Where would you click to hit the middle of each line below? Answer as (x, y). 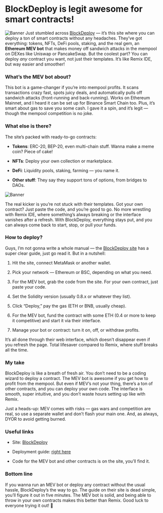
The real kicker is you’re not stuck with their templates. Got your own (74, 204)
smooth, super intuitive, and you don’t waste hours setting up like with (75, 394)
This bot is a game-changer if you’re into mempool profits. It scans (72, 88)
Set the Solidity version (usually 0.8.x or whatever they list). (72, 296)
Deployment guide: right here (42, 452)
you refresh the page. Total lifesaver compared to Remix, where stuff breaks (81, 345)
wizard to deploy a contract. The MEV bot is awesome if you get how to (77, 379)
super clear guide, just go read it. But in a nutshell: (55, 253)
